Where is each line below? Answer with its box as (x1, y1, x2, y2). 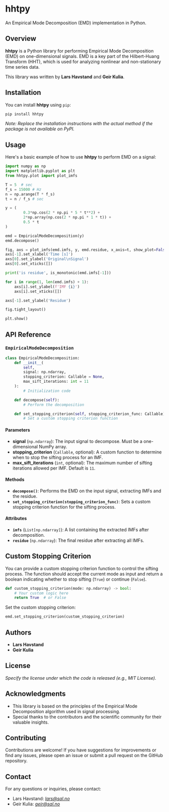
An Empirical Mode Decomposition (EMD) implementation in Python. (5, 20, 147, 26)
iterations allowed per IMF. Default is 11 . (12, 465, 96, 471)
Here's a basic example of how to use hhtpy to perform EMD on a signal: (5, 154, 156, 160)
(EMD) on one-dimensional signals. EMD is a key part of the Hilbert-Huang (5, 53, 160, 59)
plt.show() (5, 316, 28, 321)
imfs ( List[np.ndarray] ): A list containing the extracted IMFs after (12, 526, 149, 533)
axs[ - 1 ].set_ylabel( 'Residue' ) (5, 298, 71, 303)
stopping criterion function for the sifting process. (12, 503, 116, 510)
